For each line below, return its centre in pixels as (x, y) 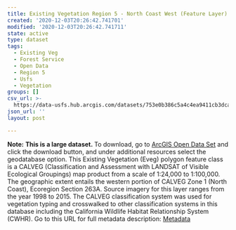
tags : (15, 46)
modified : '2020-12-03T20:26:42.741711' (67, 27)
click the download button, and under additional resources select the (107, 151)
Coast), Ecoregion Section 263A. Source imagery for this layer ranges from (116, 189)
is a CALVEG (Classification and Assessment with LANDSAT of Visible (108, 166)
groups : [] (23, 92)
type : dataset (28, 40)
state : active (28, 33)
